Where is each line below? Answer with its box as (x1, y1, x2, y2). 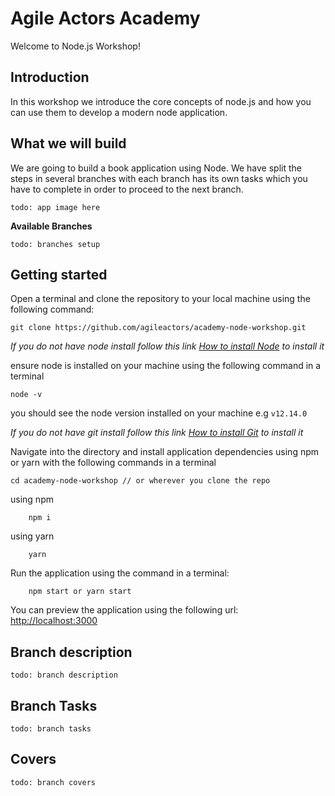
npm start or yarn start (28, 587, 132, 597)
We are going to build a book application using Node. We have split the (10, 162, 302, 174)
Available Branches (10, 220, 93, 232)
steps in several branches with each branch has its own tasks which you (10, 172, 308, 184)
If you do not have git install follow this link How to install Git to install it (10, 427, 304, 439)
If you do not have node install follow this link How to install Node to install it (10, 340, 325, 352)
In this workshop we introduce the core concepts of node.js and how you (10, 95, 312, 107)
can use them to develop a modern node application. (10, 106, 228, 118)
